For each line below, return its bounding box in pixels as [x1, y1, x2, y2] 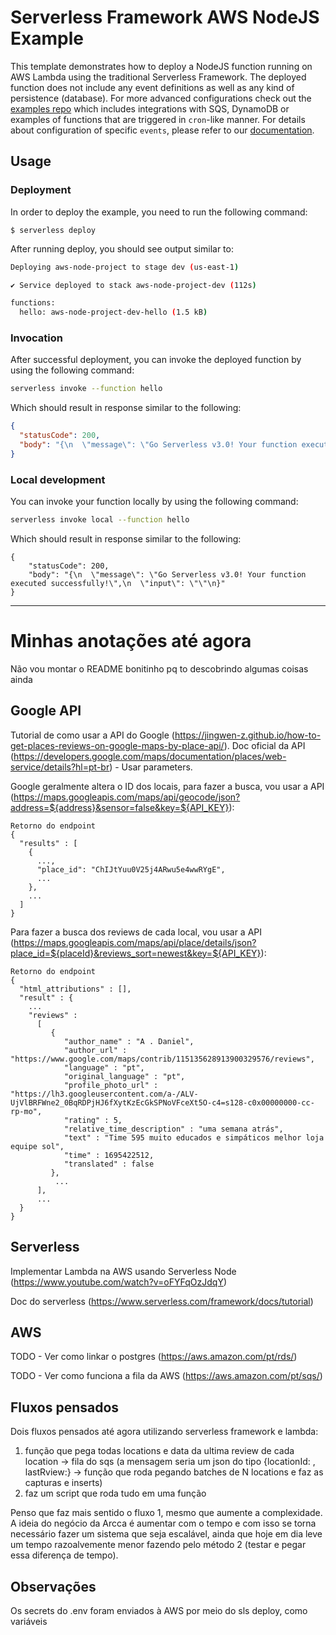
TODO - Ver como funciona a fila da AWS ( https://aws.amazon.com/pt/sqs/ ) [10, 1370, 323, 1382]
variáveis [10, 1615, 48, 1627]
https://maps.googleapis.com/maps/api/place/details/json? [13, 936, 257, 948]
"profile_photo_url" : [63, 1080, 159, 1090]
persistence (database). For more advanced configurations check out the [10, 92, 312, 104]
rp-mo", [10, 1106, 43, 1116]
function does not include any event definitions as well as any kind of [10, 81, 295, 93]
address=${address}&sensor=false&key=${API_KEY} [10, 801, 230, 813]
